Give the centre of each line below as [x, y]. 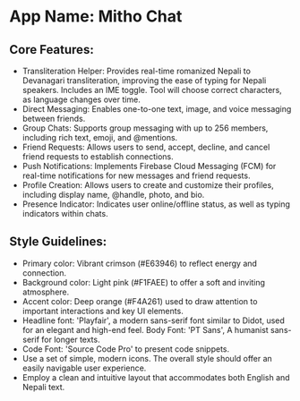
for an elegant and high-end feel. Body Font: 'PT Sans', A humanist [145, 329]
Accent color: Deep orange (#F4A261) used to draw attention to [140, 301]
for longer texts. [71, 339]
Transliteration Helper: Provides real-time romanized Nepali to [136, 71]
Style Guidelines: [58, 242]
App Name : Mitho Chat [96, 17]
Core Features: [51, 50]
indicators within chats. [65, 213]
